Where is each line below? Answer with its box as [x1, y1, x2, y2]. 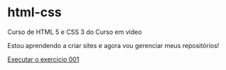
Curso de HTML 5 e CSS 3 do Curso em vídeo [7, 28, 142, 36]
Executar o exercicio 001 [7, 54, 80, 64]
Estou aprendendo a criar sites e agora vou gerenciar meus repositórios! [7, 41, 220, 49]
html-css [7, 4, 62, 21]
